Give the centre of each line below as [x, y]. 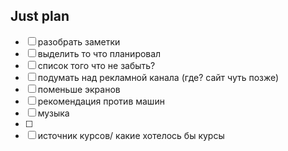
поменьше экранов [79, 89]
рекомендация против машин [101, 101]
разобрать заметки [79, 41]
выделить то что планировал [99, 53]
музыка [53, 113]
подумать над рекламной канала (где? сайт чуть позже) [158, 77]
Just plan [40, 16]
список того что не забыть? [96, 65]
